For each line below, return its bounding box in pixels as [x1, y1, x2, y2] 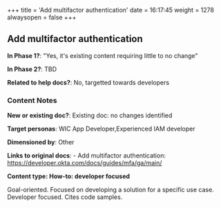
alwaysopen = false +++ [7, 13, 77, 21]
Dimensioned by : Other [7, 138, 75, 146]
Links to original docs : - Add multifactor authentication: [7, 151, 166, 160]
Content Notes [7, 95, 57, 105]
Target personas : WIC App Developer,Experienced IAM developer [7, 124, 195, 133]
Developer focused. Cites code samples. [7, 193, 123, 201]
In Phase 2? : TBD [7, 65, 57, 73]
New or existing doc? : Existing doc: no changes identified [7, 111, 173, 120]
